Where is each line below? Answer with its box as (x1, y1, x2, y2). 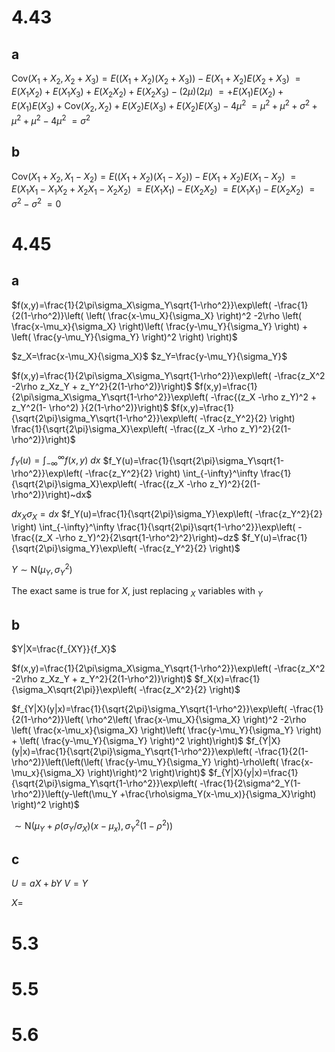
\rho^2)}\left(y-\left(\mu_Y (11, 788, 118, 800)
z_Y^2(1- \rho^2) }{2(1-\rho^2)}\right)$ (11, 401, 169, 413)
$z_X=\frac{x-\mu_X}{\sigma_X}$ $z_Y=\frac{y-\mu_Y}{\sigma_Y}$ (11, 350, 288, 362)
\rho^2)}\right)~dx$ (11, 489, 93, 501)
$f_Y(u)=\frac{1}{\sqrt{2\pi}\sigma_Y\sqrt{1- (102, 454, 285, 466)
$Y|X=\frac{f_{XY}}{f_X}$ (11, 643, 117, 655)
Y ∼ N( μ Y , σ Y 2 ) (11, 562, 73, 578)
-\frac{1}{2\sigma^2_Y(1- (199, 777, 302, 790)
